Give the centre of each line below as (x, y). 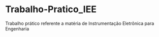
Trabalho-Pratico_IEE (51, 9)
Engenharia (17, 28)
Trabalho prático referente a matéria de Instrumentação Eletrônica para (80, 23)
